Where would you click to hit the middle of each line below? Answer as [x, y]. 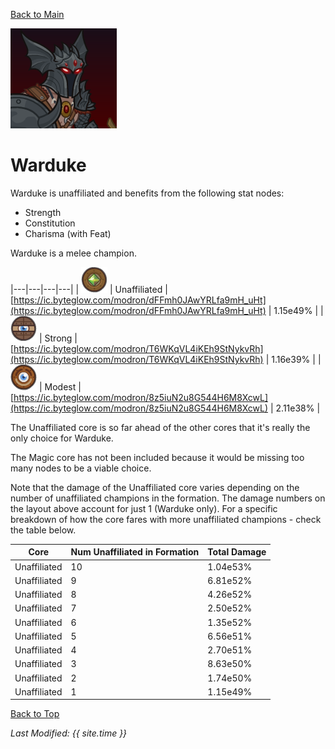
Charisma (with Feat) [68, 233]
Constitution [50, 223]
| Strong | [58, 338]
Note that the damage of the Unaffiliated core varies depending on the [155, 487]
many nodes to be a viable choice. [81, 468]
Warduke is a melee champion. [73, 253]
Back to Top [35, 714]
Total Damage [237, 552]
